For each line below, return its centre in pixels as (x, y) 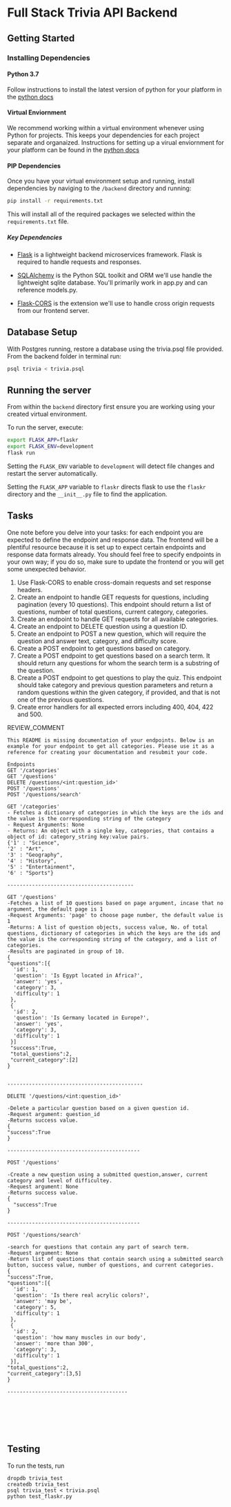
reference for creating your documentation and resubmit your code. (108, 752)
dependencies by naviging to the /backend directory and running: (99, 188)
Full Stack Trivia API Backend (92, 13)
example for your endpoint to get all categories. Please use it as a (111, 746)
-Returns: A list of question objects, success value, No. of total (108, 927)
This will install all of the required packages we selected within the (101, 214)
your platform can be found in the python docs (73, 150)
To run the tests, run (36, 1466)
